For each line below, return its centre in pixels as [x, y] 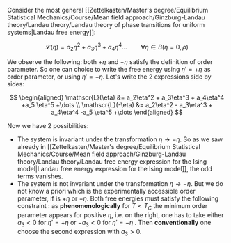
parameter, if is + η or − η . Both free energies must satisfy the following [118, 198]
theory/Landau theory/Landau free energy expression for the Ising [112, 162]
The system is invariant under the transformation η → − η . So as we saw [120, 139]
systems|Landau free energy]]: [51, 32]
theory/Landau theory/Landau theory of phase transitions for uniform [106, 25]
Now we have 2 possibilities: [48, 126]
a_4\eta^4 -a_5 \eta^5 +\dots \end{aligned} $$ [117, 112]
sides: [16, 84]
